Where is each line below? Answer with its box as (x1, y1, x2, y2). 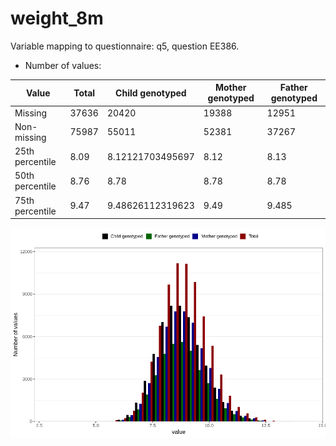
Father (279, 82, 308, 94)
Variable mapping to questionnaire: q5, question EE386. (10, 40, 240, 52)
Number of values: (24, 59, 102, 71)
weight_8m (10, 7, 104, 30)
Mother (214, 82, 247, 94)
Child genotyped (115, 87, 187, 99)
